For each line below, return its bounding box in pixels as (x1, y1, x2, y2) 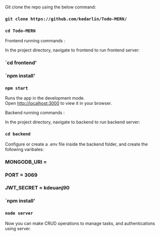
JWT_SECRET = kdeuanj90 (5, 185, 70, 191)
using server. (5, 225, 32, 231)
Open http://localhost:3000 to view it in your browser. (5, 101, 112, 106)
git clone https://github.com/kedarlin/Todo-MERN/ (5, 16, 127, 21)
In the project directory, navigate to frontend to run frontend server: (5, 47, 140, 53)
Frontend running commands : (5, 38, 65, 44)
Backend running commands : (5, 110, 65, 116)
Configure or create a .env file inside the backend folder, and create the (5, 141, 148, 147)
